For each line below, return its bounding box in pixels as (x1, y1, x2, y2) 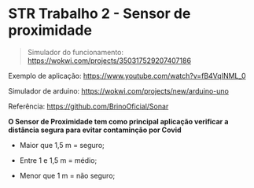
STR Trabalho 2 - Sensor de (8, 5, 191, 23)
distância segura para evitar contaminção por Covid (8, 125, 182, 135)
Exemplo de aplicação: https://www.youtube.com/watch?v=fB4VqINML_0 (8, 71, 246, 80)
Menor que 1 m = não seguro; (19, 171, 116, 180)
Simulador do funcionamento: (27, 47, 124, 57)
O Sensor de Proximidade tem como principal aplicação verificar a (8, 116, 229, 126)
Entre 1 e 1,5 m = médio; (19, 155, 98, 165)
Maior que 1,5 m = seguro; (19, 140, 105, 149)
